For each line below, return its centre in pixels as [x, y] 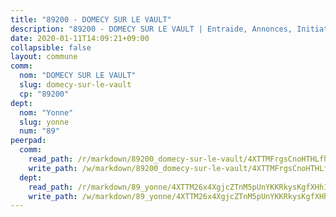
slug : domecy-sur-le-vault [75, 85]
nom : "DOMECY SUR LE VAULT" [78, 76]
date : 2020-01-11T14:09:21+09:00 [80, 38]
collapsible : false [51, 47]
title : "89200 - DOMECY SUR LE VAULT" [91, 19]
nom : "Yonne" [46, 112]
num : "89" [39, 131]
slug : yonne [44, 122]
